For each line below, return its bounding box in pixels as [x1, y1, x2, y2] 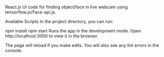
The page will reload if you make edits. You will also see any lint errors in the [5, 43, 159, 48]
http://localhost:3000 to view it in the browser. [5, 33, 99, 39]
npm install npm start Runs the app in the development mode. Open [5, 28, 141, 33]
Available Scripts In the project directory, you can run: [5, 19, 114, 24]
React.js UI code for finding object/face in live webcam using [5, 4, 128, 10]
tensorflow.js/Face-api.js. [5, 9, 56, 15]
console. [5, 48, 23, 53]
